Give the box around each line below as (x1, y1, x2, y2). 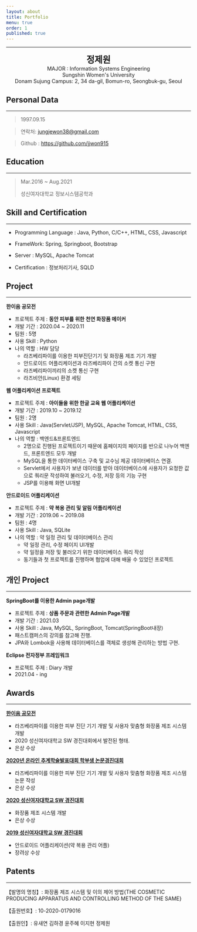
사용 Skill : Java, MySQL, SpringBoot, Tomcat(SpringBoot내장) (14, 624, 164, 632)
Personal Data (6, 95, 59, 105)
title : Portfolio (6, 14, 49, 20)
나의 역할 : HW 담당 (14, 345, 60, 352)
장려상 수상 (14, 849, 40, 856)
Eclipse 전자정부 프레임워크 (6, 652, 69, 659)
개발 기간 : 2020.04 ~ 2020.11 (14, 323, 84, 330)
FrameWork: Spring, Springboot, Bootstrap (14, 240, 118, 247)
